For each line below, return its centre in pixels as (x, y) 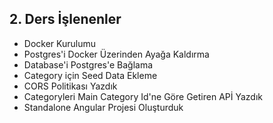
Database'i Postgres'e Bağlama (88, 64)
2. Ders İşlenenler (65, 19)
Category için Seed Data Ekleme (90, 75)
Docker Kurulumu (60, 43)
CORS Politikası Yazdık (70, 86)
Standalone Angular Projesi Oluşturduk (103, 107)
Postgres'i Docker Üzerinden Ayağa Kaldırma (116, 54)
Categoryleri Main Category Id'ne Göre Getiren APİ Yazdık (143, 96)
